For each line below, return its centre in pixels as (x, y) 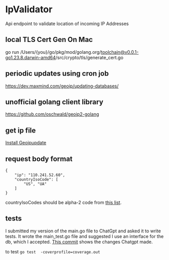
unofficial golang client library (54, 102)
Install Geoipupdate (26, 143)
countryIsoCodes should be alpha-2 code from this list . (64, 202)
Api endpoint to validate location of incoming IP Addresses (67, 24)
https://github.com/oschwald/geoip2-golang (52, 114)
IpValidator (29, 9)
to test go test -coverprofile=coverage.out (53, 251)
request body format (39, 159)
